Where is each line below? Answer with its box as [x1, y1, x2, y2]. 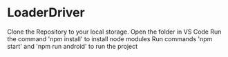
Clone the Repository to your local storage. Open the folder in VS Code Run [7, 27, 222, 36]
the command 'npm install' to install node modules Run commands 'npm [7, 34, 213, 43]
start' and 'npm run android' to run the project [7, 42, 138, 50]
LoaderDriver [7, 5, 85, 21]
